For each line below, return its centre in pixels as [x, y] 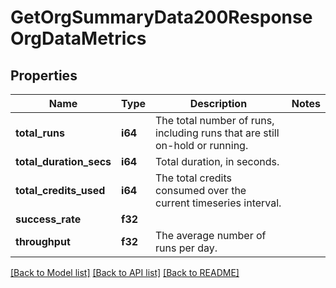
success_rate [48, 219]
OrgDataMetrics [78, 38]
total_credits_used [60, 190]
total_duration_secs [63, 161]
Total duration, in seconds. [217, 161]
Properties [44, 75]
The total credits [193, 178]
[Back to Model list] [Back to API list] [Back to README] [125, 272]
